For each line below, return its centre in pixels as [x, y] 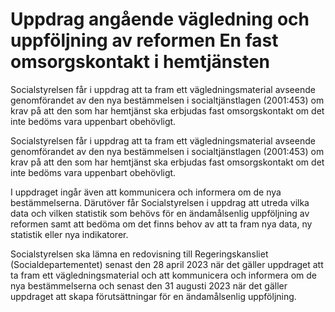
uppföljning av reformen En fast [144, 40]
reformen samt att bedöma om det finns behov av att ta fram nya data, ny [161, 224]
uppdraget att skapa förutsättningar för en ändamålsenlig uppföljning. [153, 296]
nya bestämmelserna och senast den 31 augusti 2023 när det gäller [149, 285]
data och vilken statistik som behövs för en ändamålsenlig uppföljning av [160, 213]
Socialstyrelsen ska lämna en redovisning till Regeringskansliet [139, 254]
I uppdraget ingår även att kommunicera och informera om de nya [146, 192]
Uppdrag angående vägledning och [160, 19]
